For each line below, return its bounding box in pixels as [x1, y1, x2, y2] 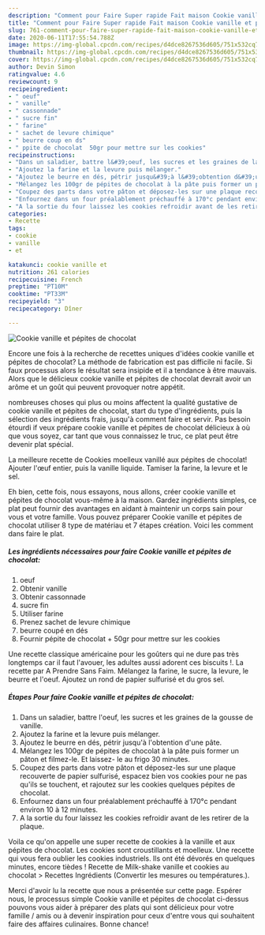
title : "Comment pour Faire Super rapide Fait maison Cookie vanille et [8, 19, 252, 27]
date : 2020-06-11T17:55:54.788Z [8, 33, 114, 42]
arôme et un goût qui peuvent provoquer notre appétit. [8, 382, 185, 392]
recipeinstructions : [8, 151, 77, 159]
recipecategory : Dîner [8, 305, 83, 313]
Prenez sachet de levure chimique [19, 617, 131, 626]
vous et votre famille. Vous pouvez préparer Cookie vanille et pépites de [8, 512, 242, 521]
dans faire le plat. [8, 528, 65, 538]
